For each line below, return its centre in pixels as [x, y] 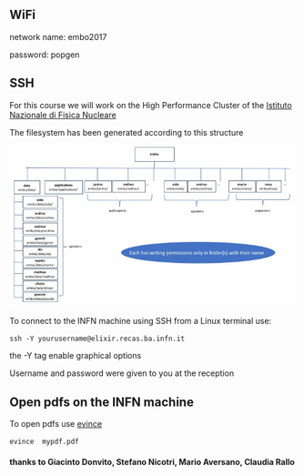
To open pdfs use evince [56, 423]
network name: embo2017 [58, 36]
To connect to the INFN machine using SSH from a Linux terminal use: [141, 321]
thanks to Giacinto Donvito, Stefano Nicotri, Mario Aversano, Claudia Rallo [152, 461]
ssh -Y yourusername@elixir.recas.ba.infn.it [97, 339]
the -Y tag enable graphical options [76, 356]
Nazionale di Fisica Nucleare [63, 115]
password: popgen [45, 55]
